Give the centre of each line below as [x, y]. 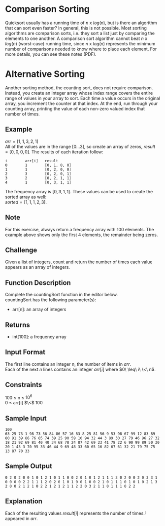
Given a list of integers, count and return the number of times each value [79, 262]
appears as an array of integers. [38, 267]
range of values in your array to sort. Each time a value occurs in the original [82, 98]
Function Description [38, 283]
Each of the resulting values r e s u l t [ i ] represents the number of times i [76, 513]
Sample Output [29, 466]
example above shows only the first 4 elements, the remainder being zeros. [82, 235]
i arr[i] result [32, 161]
